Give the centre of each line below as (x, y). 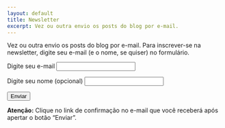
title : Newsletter (33, 20)
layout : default (30, 13)
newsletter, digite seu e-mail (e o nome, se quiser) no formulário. (98, 52)
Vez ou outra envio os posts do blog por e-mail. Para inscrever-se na (104, 46)
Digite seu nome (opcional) (45, 81)
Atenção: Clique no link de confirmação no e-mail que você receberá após (113, 110)
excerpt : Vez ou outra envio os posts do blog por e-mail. (93, 26)
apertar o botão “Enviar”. (42, 118)
